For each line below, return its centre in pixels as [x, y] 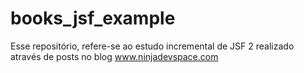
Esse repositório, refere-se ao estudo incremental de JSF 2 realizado [152, 46]
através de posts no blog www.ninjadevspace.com [114, 56]
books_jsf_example [93, 18]
